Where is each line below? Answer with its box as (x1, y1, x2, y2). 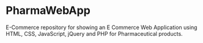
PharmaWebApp (6, 4, 91, 18)
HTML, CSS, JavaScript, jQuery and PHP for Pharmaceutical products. (6, 30, 183, 37)
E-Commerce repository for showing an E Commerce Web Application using (6, 24, 197, 31)
